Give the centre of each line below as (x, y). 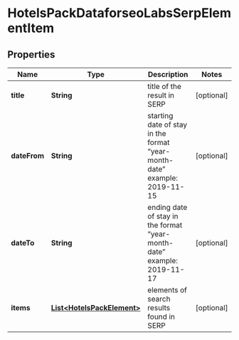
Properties (31, 54)
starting (160, 116)
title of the (164, 86)
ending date (168, 207)
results (159, 308)
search (159, 299)
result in (161, 95)
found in (161, 317)
